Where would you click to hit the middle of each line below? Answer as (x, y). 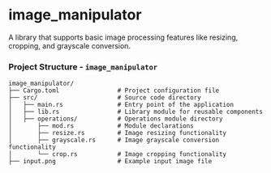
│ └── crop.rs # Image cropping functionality (118, 154)
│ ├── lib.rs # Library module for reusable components (136, 112)
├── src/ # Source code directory (105, 98)
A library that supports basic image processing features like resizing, (123, 37)
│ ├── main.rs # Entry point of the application (121, 105)
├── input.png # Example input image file (110, 162)
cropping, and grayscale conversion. (70, 45)
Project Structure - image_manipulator (83, 66)
